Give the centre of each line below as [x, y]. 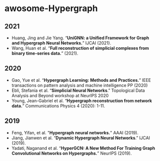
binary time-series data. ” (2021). [45, 53]
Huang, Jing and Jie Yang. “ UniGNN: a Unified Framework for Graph [80, 38]
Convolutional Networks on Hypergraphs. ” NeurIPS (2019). [72, 153]
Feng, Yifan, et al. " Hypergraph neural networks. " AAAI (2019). [75, 132]
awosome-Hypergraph [51, 8]
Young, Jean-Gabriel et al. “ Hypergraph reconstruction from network [82, 101]
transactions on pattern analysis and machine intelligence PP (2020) [80, 85]
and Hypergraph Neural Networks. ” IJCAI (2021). [61, 43]
